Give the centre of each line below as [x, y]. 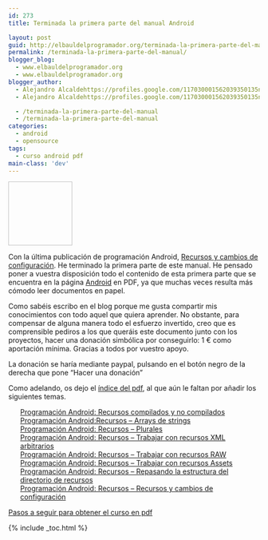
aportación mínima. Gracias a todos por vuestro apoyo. [99, 349]
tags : [17, 149]
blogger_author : [35, 82]
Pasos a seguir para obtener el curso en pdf [81, 513]
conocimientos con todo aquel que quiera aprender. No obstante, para [124, 315]
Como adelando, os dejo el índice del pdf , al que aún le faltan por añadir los [132, 388]
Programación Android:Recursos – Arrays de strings [105, 421]
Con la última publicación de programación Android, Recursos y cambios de [133, 257]
